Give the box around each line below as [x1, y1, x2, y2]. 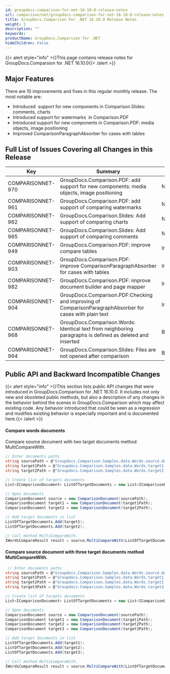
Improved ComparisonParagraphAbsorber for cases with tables [12, 130, 145, 136]
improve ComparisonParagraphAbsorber [60, 262, 157, 269]
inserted [60, 338, 80, 345]
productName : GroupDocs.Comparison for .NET [5, 36, 101, 41]
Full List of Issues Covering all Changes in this [5, 145, 153, 154]
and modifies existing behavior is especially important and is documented [5, 410, 159, 417]
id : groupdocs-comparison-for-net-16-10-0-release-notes [5, 7, 128, 13]
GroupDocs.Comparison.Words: [60, 319, 136, 326]
